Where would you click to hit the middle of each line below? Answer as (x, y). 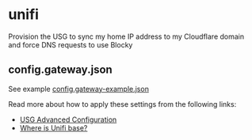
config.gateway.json (60, 70)
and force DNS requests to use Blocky (71, 44)
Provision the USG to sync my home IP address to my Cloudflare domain (126, 36)
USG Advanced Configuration (68, 119)
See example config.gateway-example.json (78, 89)
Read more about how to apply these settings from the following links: (122, 104)
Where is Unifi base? (53, 127)
